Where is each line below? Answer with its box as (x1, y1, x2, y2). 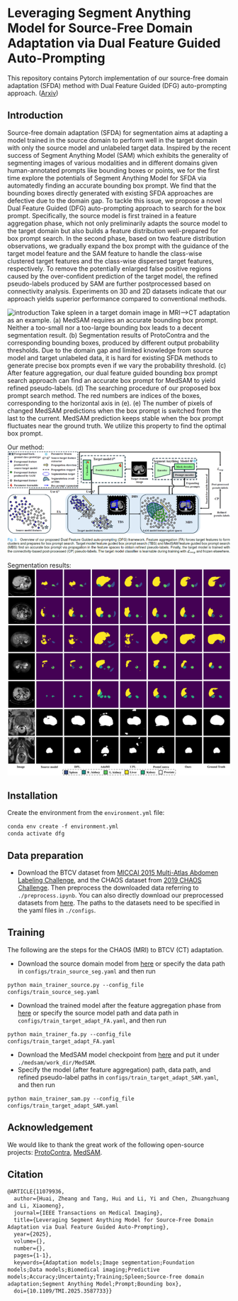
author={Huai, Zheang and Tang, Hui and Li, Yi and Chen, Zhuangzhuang (13, 1195, 230, 1202)
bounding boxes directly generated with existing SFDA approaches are (7, 188, 214, 197)
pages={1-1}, (13, 1252, 52, 1259)
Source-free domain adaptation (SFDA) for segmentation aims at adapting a (7, 128, 229, 136)
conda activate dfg (7, 830, 65, 838)
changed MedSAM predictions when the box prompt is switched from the (7, 406, 222, 415)
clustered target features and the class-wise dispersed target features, (7, 257, 214, 265)
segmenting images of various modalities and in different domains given (7, 158, 218, 167)
